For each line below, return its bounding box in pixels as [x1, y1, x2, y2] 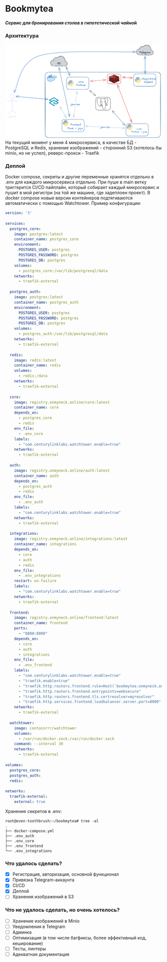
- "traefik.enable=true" [18, 678, 70, 683]
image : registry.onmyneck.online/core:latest [14, 400, 110, 405]
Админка [12, 929, 32, 935]
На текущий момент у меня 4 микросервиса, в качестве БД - [5, 139, 137, 145]
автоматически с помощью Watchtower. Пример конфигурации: [5, 200, 142, 206]
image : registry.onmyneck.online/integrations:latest [14, 536, 128, 541]
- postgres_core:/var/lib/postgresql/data [18, 268, 108, 273]
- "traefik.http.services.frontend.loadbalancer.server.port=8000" [18, 699, 162, 704]
